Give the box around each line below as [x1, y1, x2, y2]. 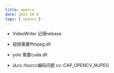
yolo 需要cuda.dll [12, 52, 48, 58]
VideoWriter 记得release [12, 31, 62, 37]
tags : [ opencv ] [5, 16, 41, 21]
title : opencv [5, 7, 35, 12]
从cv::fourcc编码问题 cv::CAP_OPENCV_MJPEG [12, 63, 109, 69]
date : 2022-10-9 [5, 12, 39, 17]
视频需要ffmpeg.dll [12, 41, 51, 47]
